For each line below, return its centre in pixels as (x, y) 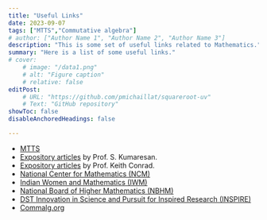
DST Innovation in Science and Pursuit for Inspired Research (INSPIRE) (135, 199)
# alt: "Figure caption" (64, 75)
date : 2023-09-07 (37, 23)
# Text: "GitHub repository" (71, 104)
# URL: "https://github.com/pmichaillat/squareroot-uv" (117, 97)
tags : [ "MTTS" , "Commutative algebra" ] (72, 30)
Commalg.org (42, 207)
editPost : (25, 89)
